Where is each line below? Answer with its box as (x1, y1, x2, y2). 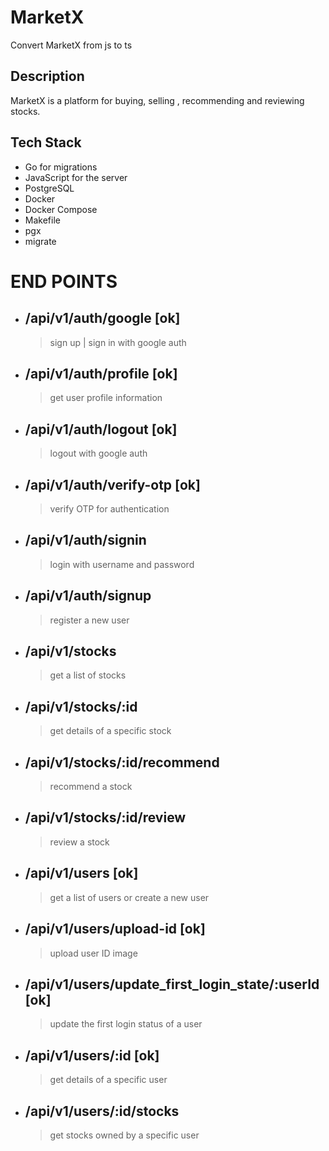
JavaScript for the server (24, 171, 128, 183)
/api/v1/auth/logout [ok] (24, 421, 178, 438)
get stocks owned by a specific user (49, 1129, 200, 1141)
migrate (24, 235, 57, 247)
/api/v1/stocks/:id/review (24, 809, 187, 826)
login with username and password (49, 558, 195, 570)
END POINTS (10, 270, 118, 293)
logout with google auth (49, 447, 148, 460)
